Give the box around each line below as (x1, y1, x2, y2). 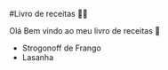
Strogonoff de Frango (21, 43, 102, 53)
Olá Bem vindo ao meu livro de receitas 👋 (9, 26, 161, 35)
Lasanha (21, 52, 54, 62)
